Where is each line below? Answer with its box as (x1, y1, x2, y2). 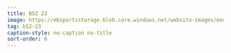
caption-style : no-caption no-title (7, 29, 112, 36)
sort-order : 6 (7, 36, 48, 43)
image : (7, 17, 26, 23)
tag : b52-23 (7, 23, 41, 30)
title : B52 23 (7, 10, 48, 17)
